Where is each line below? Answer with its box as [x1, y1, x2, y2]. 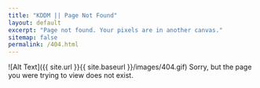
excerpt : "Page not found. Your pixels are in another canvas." [8, 26, 223, 34]
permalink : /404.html [8, 41, 79, 49]
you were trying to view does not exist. [8, 71, 134, 80]
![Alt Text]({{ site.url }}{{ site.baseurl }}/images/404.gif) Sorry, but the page [8, 62, 252, 71]
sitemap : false [8, 33, 58, 42]
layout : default [8, 19, 61, 27]
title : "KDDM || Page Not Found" [8, 11, 118, 20]
